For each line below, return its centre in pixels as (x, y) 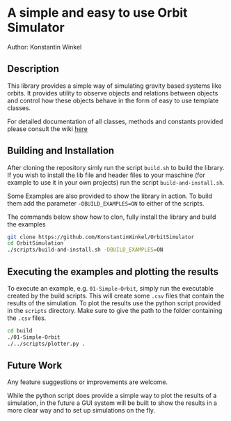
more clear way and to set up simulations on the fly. (81, 411)
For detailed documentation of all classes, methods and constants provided (115, 121)
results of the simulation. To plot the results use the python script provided (114, 303)
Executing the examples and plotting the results (113, 271)
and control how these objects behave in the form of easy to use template (113, 100)
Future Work (35, 366)
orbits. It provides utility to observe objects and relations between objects (113, 93)
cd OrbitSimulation (35, 243)
